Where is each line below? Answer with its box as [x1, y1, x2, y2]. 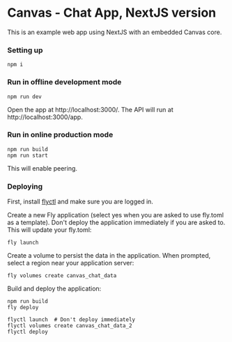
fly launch [7, 239, 39, 247]
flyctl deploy [7, 329, 49, 336]
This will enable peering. [7, 164, 78, 172]
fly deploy [7, 304, 39, 311]
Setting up [7, 45, 43, 55]
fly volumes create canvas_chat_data [7, 272, 117, 279]
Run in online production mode [7, 130, 114, 140]
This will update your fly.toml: [7, 226, 92, 234]
